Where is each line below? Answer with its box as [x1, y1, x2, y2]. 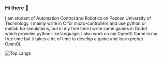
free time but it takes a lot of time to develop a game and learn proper [5, 36, 144, 42]
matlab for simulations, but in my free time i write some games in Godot [5, 26, 147, 31]
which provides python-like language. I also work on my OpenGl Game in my [5, 31, 158, 37]
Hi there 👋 [5, 4, 29, 11]
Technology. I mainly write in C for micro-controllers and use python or [5, 20, 146, 26]
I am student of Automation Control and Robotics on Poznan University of [5, 15, 151, 21]
